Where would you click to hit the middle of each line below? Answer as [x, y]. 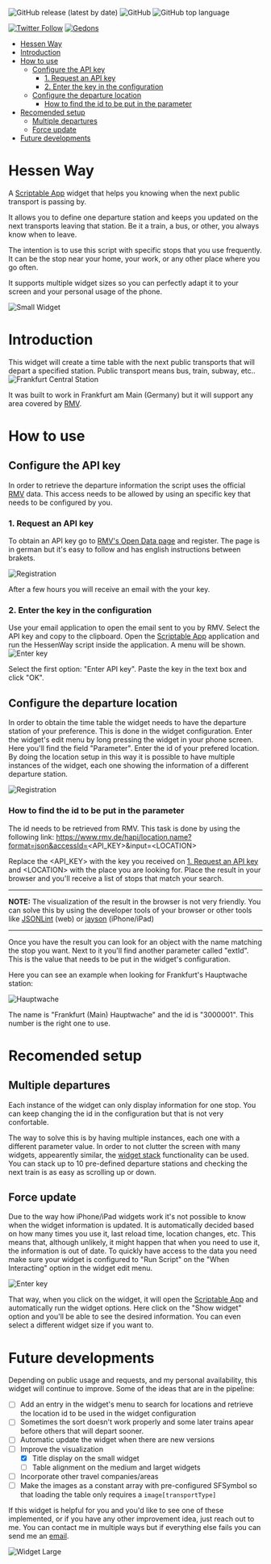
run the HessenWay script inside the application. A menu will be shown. [127, 645]
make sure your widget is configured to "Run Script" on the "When [119, 1260]
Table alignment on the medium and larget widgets [116, 1467]
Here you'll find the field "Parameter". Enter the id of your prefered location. [134, 748]
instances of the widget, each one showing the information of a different [128, 765]
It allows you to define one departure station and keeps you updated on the [133, 217]
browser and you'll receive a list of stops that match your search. [116, 878]
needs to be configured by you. [60, 502]
